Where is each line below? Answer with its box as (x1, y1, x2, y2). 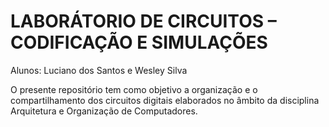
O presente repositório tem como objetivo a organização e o (10, 83, 258, 95)
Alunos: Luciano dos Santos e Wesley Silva (10, 64, 188, 76)
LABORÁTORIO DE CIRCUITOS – (10, 10, 277, 33)
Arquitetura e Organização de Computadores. (10, 105, 198, 117)
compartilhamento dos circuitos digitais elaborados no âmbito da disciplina (10, 94, 320, 106)
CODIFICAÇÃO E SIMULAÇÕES (10, 31, 268, 54)
